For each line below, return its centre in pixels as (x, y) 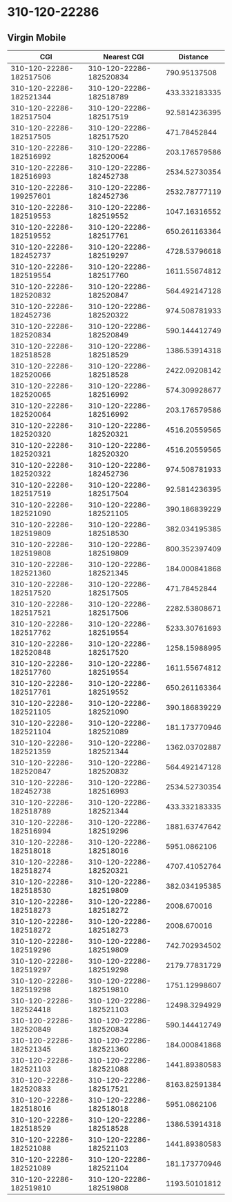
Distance (194, 57)
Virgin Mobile (37, 38)
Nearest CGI (124, 57)
